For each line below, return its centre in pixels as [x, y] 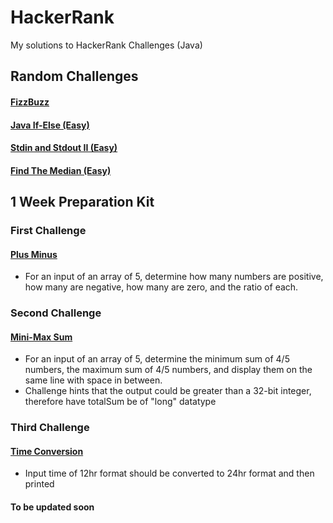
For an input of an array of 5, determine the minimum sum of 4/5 [157, 359]
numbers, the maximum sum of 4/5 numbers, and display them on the [168, 370]
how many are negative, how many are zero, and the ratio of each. [161, 287]
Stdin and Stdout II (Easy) [64, 148]
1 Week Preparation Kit [82, 202]
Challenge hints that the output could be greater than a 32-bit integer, [168, 391]
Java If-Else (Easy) [50, 125]
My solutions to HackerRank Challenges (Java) [106, 45]
